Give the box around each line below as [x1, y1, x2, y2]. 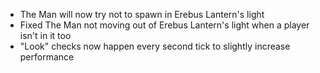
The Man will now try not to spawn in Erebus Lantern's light [19, 9, 265, 20]
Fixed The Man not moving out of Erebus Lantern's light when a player [19, 19, 310, 31]
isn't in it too [19, 30, 72, 41]
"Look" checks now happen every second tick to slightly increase [19, 40, 291, 52]
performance [19, 51, 75, 63]
